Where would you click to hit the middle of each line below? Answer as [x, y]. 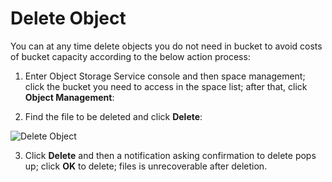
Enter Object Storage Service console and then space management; [165, 76]
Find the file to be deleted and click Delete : [113, 116]
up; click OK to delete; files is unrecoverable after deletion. [146, 166]
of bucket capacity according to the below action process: [130, 56]
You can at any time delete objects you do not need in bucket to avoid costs [166, 46]
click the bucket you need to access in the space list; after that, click [166, 86]
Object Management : [69, 97]
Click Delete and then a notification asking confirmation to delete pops [170, 155]
